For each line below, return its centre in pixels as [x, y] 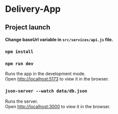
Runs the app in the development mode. [45, 74]
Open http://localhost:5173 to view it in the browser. [57, 79]
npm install [19, 52]
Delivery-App [33, 9]
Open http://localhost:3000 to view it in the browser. [58, 106]
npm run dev [19, 64]
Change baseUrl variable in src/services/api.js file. [59, 40]
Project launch [28, 27]
